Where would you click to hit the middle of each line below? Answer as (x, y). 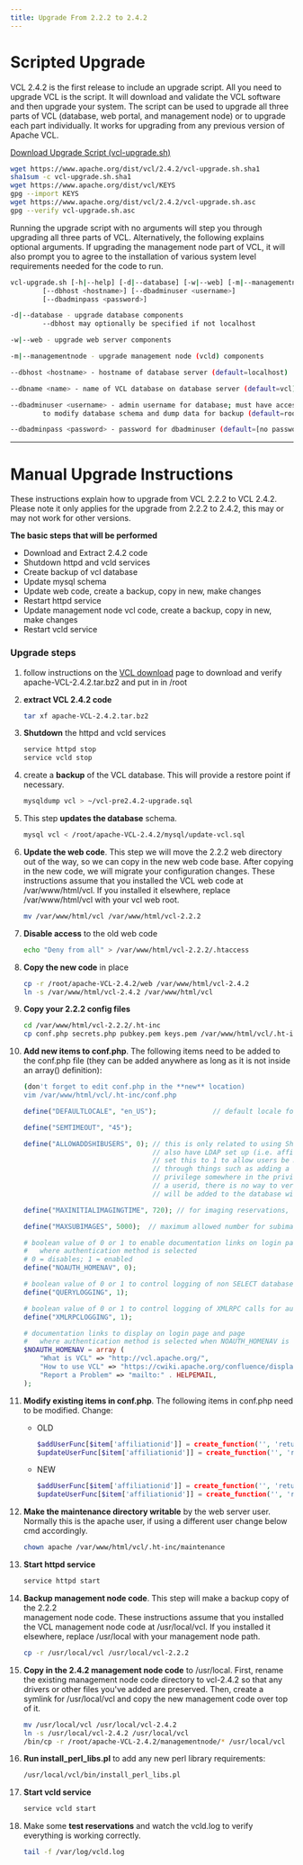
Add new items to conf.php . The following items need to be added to (152, 1051)
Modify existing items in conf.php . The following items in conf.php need (158, 1401)
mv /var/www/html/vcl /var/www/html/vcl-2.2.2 (112, 916)
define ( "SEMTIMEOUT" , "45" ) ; (78, 1127)
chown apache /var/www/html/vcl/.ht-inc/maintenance (124, 1547)
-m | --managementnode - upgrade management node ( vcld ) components (137, 356)
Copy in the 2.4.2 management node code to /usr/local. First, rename (153, 1670)
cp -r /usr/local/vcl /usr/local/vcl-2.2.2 (106, 1653)
